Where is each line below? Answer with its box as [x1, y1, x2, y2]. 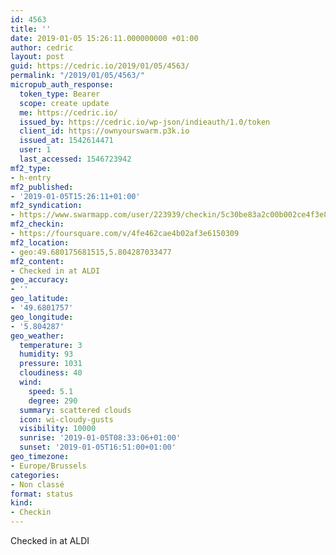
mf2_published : [10, 182, 74, 192]
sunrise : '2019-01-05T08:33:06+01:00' [19, 433, 182, 443]
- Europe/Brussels [10, 461, 87, 471]
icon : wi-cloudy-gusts [19, 414, 114, 425]
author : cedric [10, 42, 74, 53]
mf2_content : [10, 256, 65, 266]
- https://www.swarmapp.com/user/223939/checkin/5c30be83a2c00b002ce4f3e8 [10, 210, 329, 220]
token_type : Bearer [19, 89, 101, 99]
